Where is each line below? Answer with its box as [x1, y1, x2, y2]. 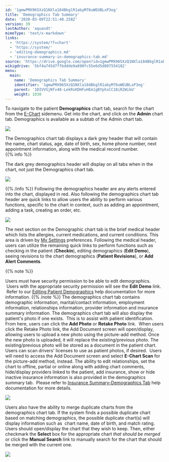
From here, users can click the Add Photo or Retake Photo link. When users [5, 321, 164, 327]
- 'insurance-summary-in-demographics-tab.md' [10, 54, 109, 59]
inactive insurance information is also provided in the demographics [5, 374, 146, 380]
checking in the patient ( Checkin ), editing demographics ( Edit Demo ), [5, 248, 150, 254]
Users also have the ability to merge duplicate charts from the [5, 404, 133, 411]
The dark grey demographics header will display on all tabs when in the [5, 161, 153, 167]
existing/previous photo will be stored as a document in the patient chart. [5, 342, 157, 348]
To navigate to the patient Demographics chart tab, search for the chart [5, 105, 154, 111]
